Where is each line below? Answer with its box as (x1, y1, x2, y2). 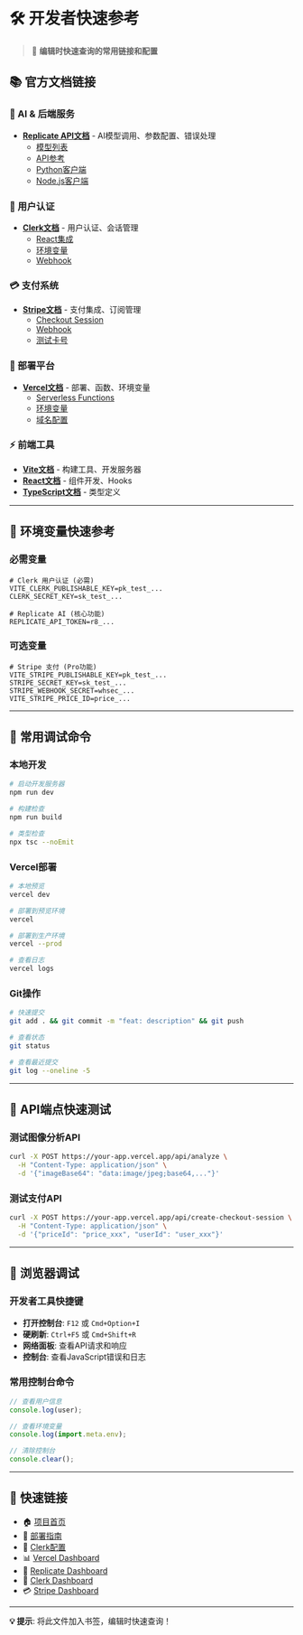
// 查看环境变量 (9, 1422, 62, 1431)
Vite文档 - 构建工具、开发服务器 (22, 463, 142, 474)
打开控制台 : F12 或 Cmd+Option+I (22, 1317, 141, 1328)
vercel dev (9, 890, 50, 899)
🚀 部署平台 (9, 360, 56, 372)
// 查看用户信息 (9, 1397, 62, 1406)
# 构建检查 (9, 805, 45, 814)
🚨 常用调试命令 (9, 729, 92, 745)
